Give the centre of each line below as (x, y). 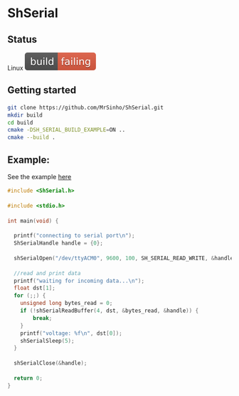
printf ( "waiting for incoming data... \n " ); (79, 281)
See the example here (39, 177)
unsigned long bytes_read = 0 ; (67, 304)
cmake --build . (31, 138)
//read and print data (47, 273)
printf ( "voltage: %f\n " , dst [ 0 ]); (71, 333)
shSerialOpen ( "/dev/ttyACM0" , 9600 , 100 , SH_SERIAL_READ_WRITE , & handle (124, 258)
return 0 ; (28, 378)
